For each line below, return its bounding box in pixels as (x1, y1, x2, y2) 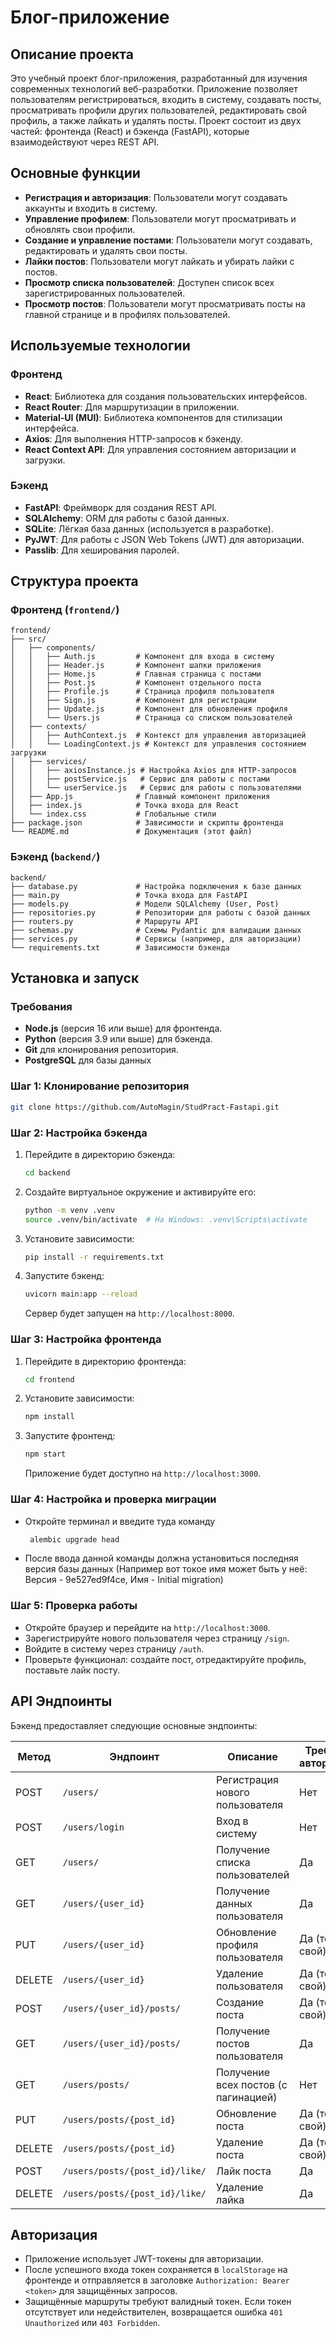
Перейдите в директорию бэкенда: (24, 1148, 176, 1160)
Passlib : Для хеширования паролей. (24, 544, 180, 556)
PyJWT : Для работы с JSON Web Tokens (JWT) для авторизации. (24, 533, 305, 545)
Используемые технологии (10, 337, 191, 355)
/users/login (62, 1821, 125, 1833)
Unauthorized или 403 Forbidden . (24, 2317, 161, 2329)
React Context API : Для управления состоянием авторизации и (24, 443, 297, 455)
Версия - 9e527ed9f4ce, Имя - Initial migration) (24, 1574, 224, 1586)
